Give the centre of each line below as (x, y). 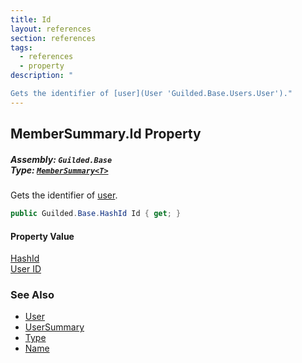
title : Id (31, 19)
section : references (53, 38)
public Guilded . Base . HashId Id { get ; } (96, 214)
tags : (21, 47)
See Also (32, 295)
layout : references (51, 29)
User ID (26, 269)
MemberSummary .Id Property (106, 134)
